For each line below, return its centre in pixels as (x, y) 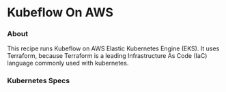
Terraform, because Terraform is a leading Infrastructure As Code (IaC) (107, 56)
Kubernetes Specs (39, 81)
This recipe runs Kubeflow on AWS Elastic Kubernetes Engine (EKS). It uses (113, 48)
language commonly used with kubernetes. (68, 63)
